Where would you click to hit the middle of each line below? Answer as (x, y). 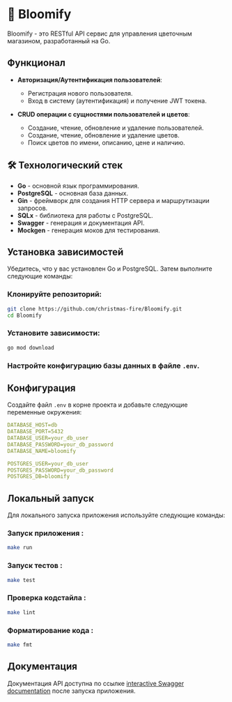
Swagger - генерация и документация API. (81, 223)
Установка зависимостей (65, 252)
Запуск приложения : (46, 533)
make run (20, 548)
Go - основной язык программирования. (78, 186)
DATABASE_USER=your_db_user (48, 438)
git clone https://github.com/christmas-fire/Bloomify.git (95, 309)
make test (22, 580)
